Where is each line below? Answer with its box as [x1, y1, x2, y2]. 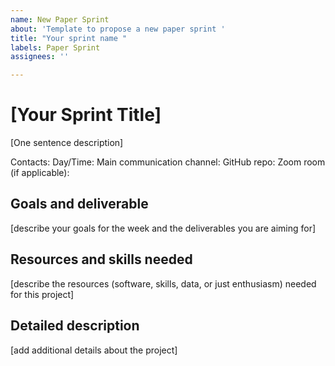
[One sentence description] [10, 137, 124, 149]
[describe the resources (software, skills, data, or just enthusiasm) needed [10, 277, 317, 290]
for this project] [10, 288, 75, 300]
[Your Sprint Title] [10, 104, 162, 126]
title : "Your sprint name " [10, 33, 128, 43]
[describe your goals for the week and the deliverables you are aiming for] [10, 222, 317, 234]
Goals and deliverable [10, 196, 149, 213]
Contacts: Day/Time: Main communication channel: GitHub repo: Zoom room [10, 156, 326, 168]
